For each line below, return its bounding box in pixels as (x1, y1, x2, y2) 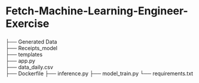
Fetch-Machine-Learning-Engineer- (5, 4, 189, 18)
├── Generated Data (5, 38, 57, 45)
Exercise (5, 17, 50, 30)
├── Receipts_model (5, 45, 58, 52)
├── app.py (5, 57, 35, 64)
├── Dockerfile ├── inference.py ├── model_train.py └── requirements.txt (5, 70, 194, 77)
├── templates (5, 51, 43, 58)
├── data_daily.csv (5, 64, 53, 71)
